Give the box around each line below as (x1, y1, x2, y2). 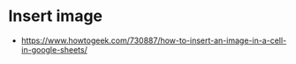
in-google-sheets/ (20, 44, 87, 54)
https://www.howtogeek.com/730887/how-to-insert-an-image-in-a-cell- (20, 35, 287, 46)
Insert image (8, 6, 103, 26)
